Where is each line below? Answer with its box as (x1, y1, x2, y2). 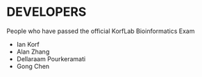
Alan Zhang (16, 47, 50, 56)
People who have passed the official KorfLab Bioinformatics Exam (6, 27, 195, 35)
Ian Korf (16, 40, 40, 48)
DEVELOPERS (6, 4, 87, 20)
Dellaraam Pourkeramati (16, 54, 86, 63)
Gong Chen (16, 62, 50, 70)
